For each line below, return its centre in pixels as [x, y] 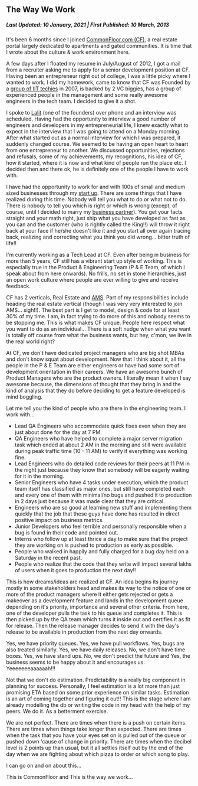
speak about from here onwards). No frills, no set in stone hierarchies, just [96, 273]
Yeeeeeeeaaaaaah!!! [31, 668]
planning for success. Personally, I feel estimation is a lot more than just [93, 686]
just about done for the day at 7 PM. [58, 432]
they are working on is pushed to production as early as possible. [94, 545]
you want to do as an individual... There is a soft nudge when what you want [98, 329]
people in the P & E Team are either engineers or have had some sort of [93, 366]
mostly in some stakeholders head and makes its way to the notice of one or [99, 588]
